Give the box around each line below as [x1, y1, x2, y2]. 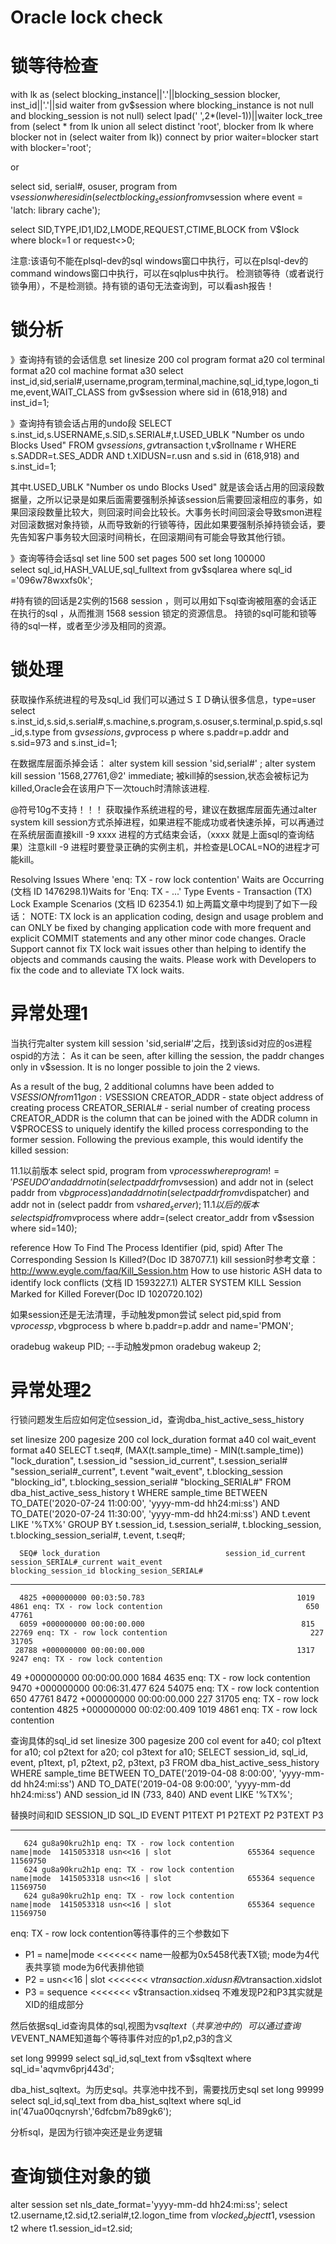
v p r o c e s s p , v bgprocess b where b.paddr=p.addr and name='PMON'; [10, 1319, 294, 1331]
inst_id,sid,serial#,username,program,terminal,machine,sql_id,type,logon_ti [10, 375, 319, 387]
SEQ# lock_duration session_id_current [19, 1549, 307, 1559]
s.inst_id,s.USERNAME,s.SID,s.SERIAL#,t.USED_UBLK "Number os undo [10, 428, 305, 440]
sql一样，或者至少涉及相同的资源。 [27, 619, 172, 631]
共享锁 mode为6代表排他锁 [33, 1961, 145, 1973]
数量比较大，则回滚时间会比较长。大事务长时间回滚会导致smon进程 [44, 506, 323, 518]
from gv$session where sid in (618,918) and [107, 386, 288, 398]
